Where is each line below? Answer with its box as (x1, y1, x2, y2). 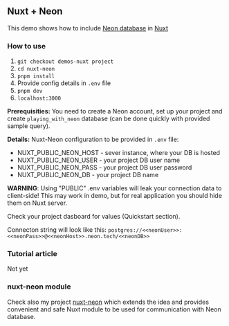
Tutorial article (7, 249, 57, 259)
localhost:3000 (17, 95, 62, 102)
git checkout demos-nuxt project (17, 58, 114, 65)
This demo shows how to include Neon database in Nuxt (7, 24, 168, 32)
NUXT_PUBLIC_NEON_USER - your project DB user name (17, 156, 181, 165)
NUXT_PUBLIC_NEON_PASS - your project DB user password (17, 163, 192, 172)
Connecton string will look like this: (7, 226, 107, 234)
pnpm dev (17, 88, 43, 95)
